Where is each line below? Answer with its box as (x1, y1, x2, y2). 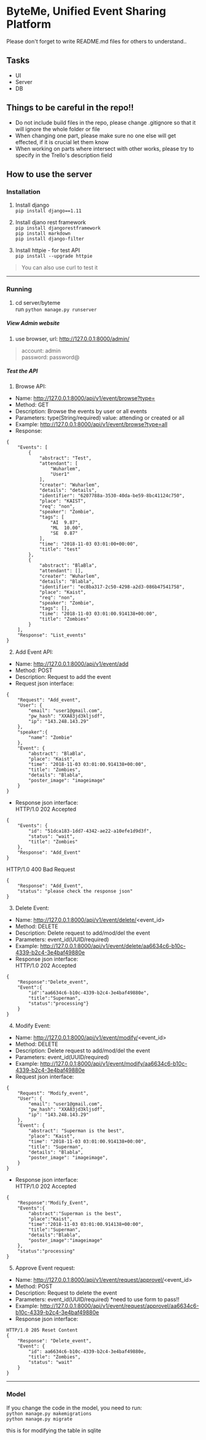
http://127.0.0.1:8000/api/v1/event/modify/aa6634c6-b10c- (40, 1060, 188, 1068)
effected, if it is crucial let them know (15, 138, 109, 145)
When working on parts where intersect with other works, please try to (15, 145, 194, 152)
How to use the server (6, 169, 93, 179)
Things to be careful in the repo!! (6, 102, 134, 113)
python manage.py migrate (6, 1415, 72, 1422)
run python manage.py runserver (15, 305, 97, 313)
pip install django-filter (15, 236, 85, 242)
